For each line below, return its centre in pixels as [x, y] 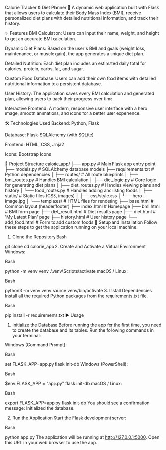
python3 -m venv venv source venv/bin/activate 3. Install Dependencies [79, 290]
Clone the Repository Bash [39, 237]
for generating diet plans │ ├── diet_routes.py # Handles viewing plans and [83, 185]
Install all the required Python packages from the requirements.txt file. [77, 296]
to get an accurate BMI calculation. [41, 39]
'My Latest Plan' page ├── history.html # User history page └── [71, 217]
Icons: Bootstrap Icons [28, 154]
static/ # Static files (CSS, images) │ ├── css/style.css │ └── [68, 196]
